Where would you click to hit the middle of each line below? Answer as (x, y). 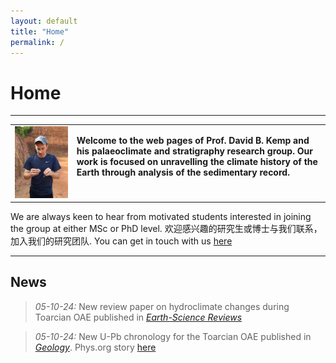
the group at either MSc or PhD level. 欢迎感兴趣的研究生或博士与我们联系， (166, 229)
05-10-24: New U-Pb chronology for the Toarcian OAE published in (173, 336)
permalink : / (37, 42)
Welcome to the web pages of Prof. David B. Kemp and (193, 141)
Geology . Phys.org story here (95, 347)
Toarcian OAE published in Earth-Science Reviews (138, 317)
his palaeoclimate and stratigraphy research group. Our (194, 151)
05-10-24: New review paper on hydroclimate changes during (162, 306)
